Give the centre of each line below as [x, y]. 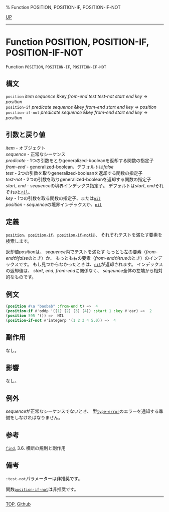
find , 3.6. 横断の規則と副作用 [36, 448]
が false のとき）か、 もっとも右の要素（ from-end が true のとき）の [81, 258]
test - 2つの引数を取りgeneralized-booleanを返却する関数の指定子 [74, 173]
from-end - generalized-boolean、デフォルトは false [60, 167]
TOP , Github [18, 504]
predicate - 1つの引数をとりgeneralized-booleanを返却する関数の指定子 [80, 160]
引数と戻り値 [26, 135]
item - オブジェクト [26, 148]
